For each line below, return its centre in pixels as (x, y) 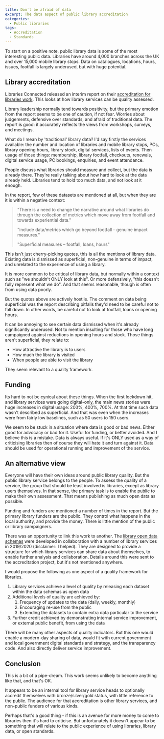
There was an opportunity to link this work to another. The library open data (81, 536)
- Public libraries (29, 23)
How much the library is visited (43, 355)
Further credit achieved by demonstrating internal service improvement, (85, 618)
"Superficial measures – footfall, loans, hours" (63, 244)
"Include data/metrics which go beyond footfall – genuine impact (82, 230)
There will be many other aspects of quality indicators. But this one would (79, 633)
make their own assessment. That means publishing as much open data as (80, 496)
